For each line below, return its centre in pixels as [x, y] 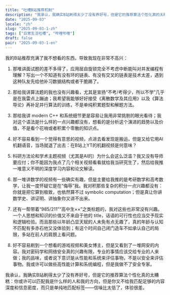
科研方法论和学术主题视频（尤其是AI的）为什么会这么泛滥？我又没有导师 [88, 156]
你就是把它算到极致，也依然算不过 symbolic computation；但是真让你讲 [87, 192]
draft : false [19, 38]
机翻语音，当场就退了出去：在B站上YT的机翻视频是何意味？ [75, 145]
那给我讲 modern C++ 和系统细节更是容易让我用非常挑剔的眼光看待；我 [87, 115]
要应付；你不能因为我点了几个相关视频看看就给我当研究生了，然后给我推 [88, 162]
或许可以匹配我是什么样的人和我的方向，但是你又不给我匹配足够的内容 [92, 281]
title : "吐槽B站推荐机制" [30, 10]
